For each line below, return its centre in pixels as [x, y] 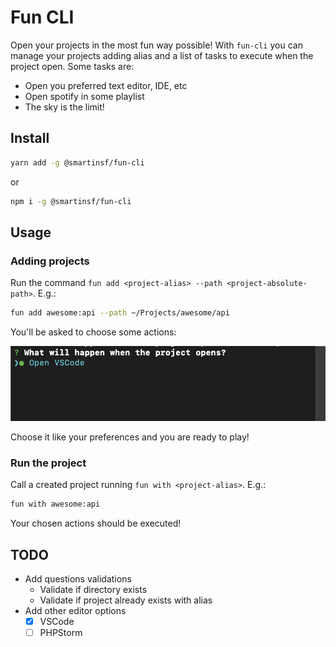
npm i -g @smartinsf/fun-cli [71, 201]
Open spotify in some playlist [84, 96]
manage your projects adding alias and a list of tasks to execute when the [162, 55]
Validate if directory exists [93, 589]
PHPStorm [61, 633]
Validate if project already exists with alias [126, 600]
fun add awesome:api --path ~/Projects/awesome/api [120, 313]
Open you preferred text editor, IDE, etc [106, 85]
